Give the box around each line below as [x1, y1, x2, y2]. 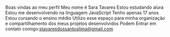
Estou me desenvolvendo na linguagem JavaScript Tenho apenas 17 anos [5, 10, 159, 16]
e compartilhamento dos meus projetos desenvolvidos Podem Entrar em [5, 20, 156, 26]
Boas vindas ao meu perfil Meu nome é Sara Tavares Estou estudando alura [5, 5, 164, 10]
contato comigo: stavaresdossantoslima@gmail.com [5, 26, 113, 32]
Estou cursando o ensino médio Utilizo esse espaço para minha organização [5, 15, 165, 21]
